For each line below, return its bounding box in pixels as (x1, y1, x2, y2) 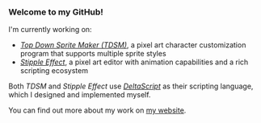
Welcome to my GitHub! (8, 6, 103, 18)
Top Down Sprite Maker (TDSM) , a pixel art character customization (19, 40, 246, 50)
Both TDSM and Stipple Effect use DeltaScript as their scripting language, (8, 81, 254, 91)
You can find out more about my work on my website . (8, 105, 187, 115)
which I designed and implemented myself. (8, 90, 151, 100)
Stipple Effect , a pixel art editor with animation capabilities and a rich (19, 57, 249, 67)
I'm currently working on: (8, 25, 92, 35)
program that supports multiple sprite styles (19, 49, 167, 59)
